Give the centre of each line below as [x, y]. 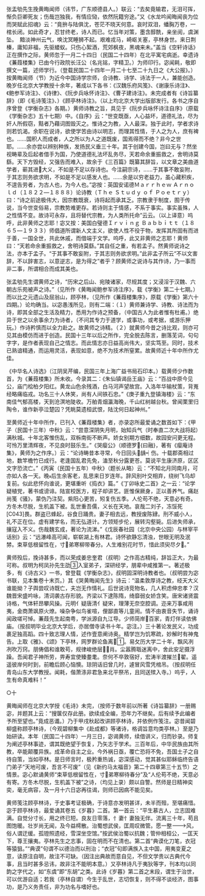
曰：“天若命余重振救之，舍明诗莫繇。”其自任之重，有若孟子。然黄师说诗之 [98, 246]
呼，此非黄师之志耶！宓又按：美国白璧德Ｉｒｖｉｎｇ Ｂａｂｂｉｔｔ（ [95, 223]
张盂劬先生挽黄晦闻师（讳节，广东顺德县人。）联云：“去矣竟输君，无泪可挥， [103, 9]
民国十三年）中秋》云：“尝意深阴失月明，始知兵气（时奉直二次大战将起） [108, 430]
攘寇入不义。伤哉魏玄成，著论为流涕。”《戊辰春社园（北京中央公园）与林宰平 [103, 529]
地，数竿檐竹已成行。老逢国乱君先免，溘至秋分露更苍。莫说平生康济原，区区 [103, 461]
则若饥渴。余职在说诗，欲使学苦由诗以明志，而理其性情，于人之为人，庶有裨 [103, 131]
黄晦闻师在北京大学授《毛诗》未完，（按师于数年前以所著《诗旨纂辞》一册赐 [101, 706]
